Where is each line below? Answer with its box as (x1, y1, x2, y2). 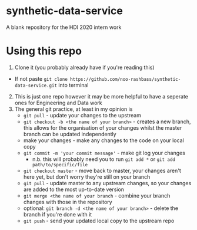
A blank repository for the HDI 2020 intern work (6, 24, 122, 31)
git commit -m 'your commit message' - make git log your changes (23, 149, 185, 156)
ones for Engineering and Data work (14, 99, 103, 106)
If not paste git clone (14, 75, 68, 82)
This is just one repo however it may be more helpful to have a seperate (14, 93, 188, 100)
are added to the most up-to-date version (23, 186, 125, 193)
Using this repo (6, 44, 82, 58)
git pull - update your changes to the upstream (23, 111, 141, 119)
